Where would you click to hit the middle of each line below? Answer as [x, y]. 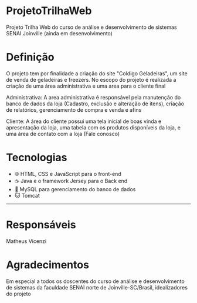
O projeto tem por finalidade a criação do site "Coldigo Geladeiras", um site [97, 73]
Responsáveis [41, 225]
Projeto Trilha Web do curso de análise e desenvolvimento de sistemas [91, 27]
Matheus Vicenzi [26, 241]
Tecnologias [37, 158]
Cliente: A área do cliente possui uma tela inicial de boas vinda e [84, 121]
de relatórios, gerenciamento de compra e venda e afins [74, 109]
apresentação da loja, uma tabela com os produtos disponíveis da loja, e [93, 127]
